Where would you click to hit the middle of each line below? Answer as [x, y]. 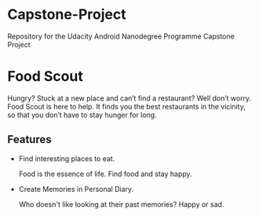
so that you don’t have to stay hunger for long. [82, 115]
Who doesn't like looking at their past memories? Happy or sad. [121, 204]
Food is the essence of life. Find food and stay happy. [106, 174]
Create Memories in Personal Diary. [76, 189]
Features [29, 140]
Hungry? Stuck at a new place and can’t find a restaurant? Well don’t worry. [129, 98]
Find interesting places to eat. [67, 158]
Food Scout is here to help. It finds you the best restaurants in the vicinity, [127, 106]
